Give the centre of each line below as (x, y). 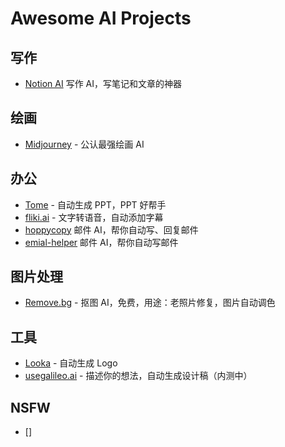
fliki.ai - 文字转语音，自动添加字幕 (94, 217)
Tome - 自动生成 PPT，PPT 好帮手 (95, 204)
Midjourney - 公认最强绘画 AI (84, 144)
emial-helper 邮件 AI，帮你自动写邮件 (101, 242)
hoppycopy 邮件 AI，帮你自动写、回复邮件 (111, 229)
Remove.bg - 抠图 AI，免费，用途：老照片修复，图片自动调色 (150, 303)
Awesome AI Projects (101, 18)
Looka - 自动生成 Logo (71, 363)
